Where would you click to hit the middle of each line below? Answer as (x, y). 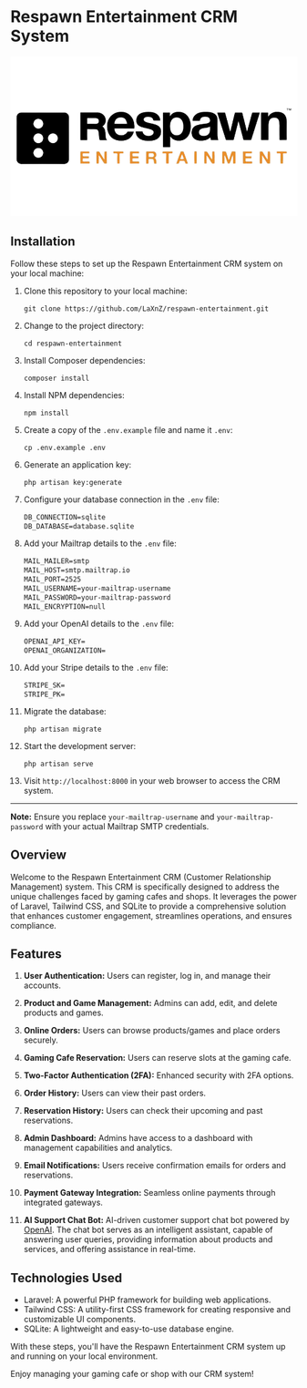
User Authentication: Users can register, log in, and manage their (147, 976)
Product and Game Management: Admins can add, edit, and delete (150, 1003)
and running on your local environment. (84, 1356)
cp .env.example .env (64, 447)
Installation (43, 242)
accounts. (42, 985)
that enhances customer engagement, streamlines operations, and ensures (151, 915)
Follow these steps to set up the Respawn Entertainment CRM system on (147, 263)
